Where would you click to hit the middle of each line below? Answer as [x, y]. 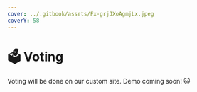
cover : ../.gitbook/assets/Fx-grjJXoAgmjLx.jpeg [81, 14]
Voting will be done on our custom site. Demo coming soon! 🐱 [99, 81]
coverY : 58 [23, 21]
